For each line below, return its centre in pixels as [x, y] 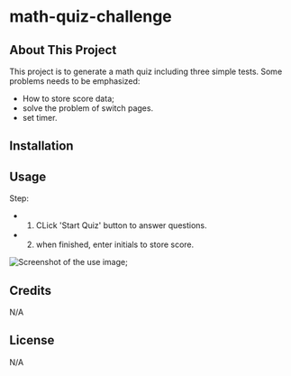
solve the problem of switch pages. [88, 108]
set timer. [40, 118]
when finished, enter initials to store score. [115, 244]
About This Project [63, 50]
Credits [31, 290]
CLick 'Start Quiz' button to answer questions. [121, 225]
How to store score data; [68, 98]
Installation [41, 146]
